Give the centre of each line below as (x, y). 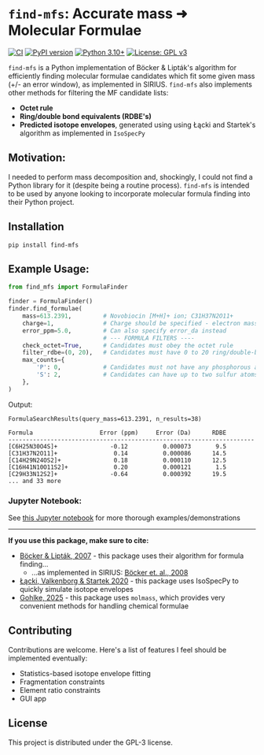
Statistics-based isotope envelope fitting (85, 673)
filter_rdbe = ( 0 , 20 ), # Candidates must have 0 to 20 (116, 353)
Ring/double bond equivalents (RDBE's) (85, 116)
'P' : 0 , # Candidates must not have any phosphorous (144, 367)
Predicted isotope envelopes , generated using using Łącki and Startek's (137, 125)
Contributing (40, 631)
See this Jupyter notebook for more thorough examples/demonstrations (125, 518)
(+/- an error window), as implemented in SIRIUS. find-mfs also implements (130, 84)
